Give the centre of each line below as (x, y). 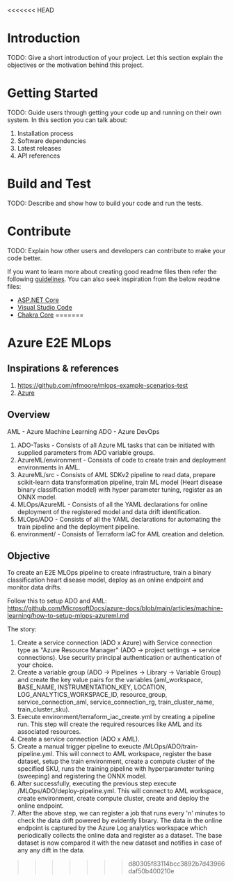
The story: (22, 629)
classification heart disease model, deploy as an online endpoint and (105, 580)
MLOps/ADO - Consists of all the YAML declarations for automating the (119, 519)
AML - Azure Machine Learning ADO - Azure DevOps (83, 431)
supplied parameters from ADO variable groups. (86, 452)
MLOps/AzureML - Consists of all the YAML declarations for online (112, 504)
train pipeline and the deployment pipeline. (79, 527)
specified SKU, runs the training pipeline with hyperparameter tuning (115, 769)
